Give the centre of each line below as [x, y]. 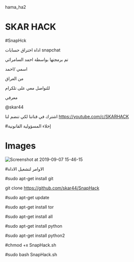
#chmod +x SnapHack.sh [31, 245]
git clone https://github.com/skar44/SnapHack [52, 188]
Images [20, 146]
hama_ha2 [15, 7]
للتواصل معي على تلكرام [27, 88]
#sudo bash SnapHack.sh [31, 254]
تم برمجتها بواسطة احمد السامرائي [37, 59]
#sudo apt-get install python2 [35, 236]
